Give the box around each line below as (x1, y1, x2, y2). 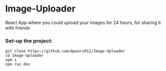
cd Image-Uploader (5, 53, 44, 58)
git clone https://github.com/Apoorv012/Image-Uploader (5, 48, 125, 54)
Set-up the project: (5, 37, 53, 44)
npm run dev (5, 62, 30, 67)
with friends (5, 24, 30, 30)
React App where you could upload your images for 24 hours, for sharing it (5, 19, 161, 25)
